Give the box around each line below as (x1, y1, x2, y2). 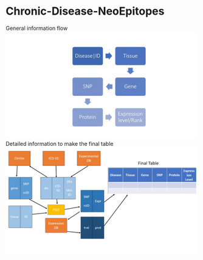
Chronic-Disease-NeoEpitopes (5, 4, 165, 18)
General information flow (5, 24, 68, 32)
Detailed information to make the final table (5, 140, 114, 148)
